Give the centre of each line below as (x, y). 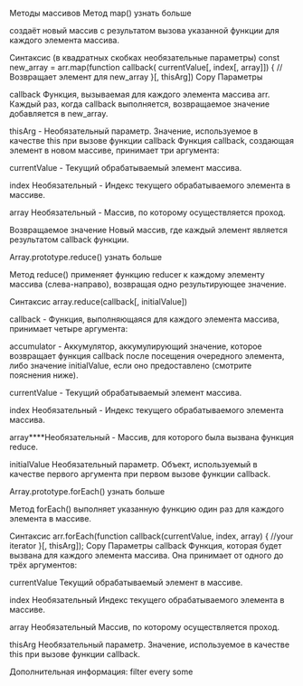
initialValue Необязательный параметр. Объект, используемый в (133, 464)
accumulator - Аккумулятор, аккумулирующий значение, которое (136, 346)
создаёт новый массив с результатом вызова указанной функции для (144, 30)
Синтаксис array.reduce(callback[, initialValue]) (99, 301)
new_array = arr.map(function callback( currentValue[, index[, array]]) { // (146, 67)
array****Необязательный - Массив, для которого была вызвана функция (151, 437)
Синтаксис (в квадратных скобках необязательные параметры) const (145, 57)
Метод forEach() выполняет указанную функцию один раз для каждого (147, 509)
